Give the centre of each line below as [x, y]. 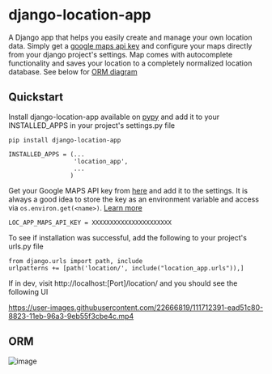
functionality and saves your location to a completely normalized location [130, 63]
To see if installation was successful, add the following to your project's [127, 237]
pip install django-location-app [65, 140]
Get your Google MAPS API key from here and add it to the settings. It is [128, 190]
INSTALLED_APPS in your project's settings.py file [92, 125]
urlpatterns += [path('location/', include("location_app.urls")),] [126, 268]
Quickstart [36, 98]
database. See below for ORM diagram [73, 71]
